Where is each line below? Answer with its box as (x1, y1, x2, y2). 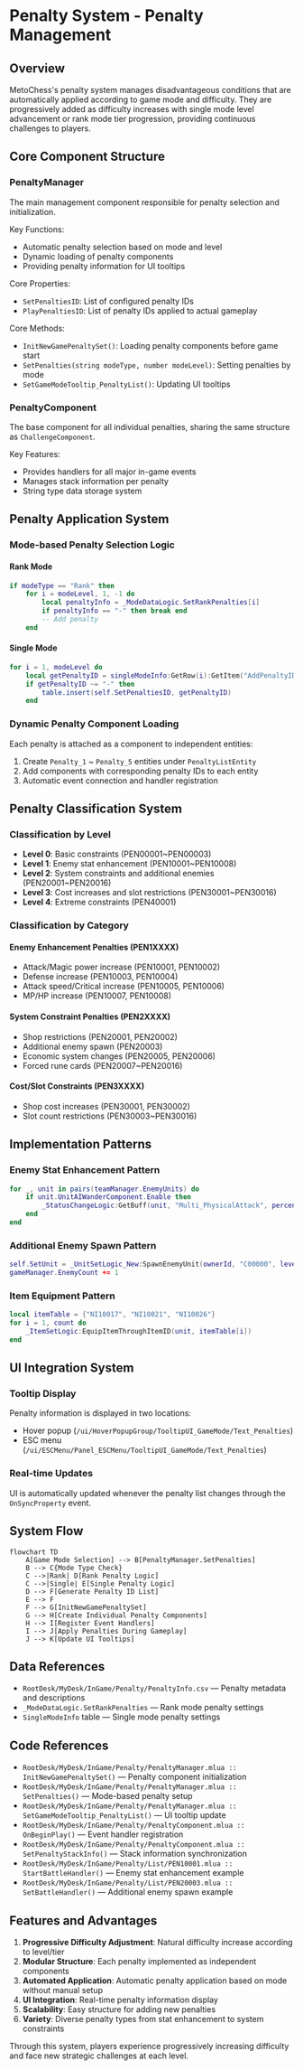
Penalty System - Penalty (9, 5, 205, 26)
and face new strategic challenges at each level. (9, 2050, 189, 2061)
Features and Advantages (9, 1913, 158, 1928)
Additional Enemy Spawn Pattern (9, 1239, 157, 1251)
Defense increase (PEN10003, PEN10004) (22, 971, 179, 982)
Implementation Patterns (9, 1137, 152, 1152)
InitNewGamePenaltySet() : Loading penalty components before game (22, 340, 279, 351)
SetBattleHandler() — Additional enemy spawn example (22, 1887, 234, 1897)
